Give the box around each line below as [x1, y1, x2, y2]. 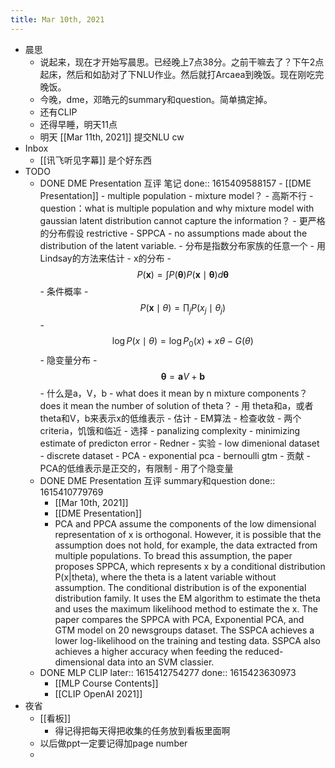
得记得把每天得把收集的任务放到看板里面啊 [54, 725, 231, 737]
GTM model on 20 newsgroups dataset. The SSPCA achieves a [54, 624, 315, 636]
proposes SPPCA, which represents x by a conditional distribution [54, 561, 326, 573]
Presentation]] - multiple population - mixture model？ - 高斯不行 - [39, 189, 314, 201]
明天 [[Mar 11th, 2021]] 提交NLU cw [39, 131, 185, 143]
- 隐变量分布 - [39, 354, 98, 366]
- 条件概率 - [39, 285, 89, 297]
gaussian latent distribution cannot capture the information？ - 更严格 [39, 214, 326, 226]
